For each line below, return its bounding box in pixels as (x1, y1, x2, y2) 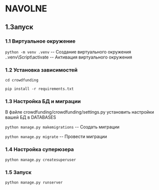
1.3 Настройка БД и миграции (5, 98, 81, 105)
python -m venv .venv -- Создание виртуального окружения (5, 49, 132, 55)
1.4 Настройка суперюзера (5, 146, 74, 153)
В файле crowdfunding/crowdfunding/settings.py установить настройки (5, 109, 154, 115)
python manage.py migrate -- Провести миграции (5, 133, 107, 139)
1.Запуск (5, 23, 34, 31)
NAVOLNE (5, 3, 47, 14)
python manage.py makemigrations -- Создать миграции (5, 124, 120, 130)
